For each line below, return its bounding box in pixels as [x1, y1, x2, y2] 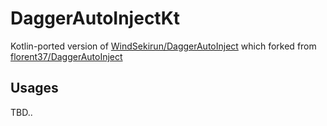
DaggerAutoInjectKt [10, 7, 181, 30]
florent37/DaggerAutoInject [10, 50, 123, 62]
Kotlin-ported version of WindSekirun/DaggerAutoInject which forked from [10, 40, 317, 52]
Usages [10, 80, 59, 97]
